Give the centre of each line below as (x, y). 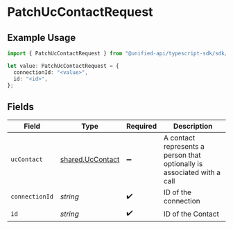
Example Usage (42, 38)
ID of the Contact (191, 214)
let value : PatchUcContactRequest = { (63, 66)
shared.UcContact (90, 160)
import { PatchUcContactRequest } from (65, 53)
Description (193, 127)
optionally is (183, 164)
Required (141, 127)
